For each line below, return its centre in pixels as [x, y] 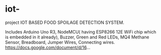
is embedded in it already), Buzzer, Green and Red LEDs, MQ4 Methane [77, 37]
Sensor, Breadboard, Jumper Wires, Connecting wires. [60, 42]
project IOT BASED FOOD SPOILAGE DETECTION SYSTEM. [65, 22]
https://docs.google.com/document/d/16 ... [48, 47]
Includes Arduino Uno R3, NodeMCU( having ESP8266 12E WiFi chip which [81, 32]
